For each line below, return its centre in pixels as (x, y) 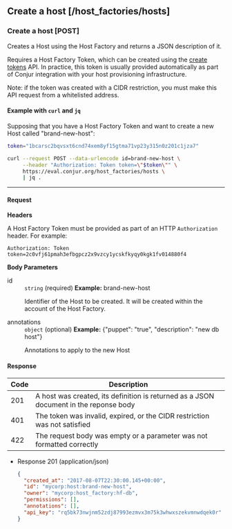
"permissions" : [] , (52, 500)
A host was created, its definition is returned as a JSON (125, 396)
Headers (20, 215)
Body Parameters (33, 267)
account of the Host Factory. (65, 309)
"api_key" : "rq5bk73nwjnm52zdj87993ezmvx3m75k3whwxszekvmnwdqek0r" (123, 512)
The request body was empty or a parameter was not (122, 436)
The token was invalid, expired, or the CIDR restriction (123, 416)
